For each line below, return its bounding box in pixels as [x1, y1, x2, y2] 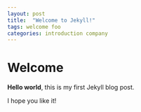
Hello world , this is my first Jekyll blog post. [7, 83, 135, 92]
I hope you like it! [7, 97, 57, 105]
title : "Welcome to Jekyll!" [7, 17, 96, 24]
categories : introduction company [7, 29, 109, 37]
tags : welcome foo [7, 23, 61, 30]
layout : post [7, 10, 46, 17]
